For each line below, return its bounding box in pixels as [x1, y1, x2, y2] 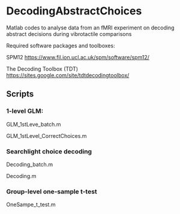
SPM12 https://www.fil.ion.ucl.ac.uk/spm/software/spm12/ [6, 53, 150, 61]
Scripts [6, 89, 34, 100]
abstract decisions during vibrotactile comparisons [6, 30, 132, 37]
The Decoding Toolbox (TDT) [6, 65, 79, 73]
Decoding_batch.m [6, 161, 53, 168]
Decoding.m [6, 172, 37, 179]
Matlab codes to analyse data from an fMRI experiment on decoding [6, 24, 175, 31]
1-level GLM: [6, 107, 44, 115]
